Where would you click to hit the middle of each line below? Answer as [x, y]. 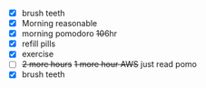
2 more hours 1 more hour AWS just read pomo [109, 64]
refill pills [39, 44]
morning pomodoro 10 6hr [69, 34]
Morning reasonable [59, 24]
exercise [38, 54]
